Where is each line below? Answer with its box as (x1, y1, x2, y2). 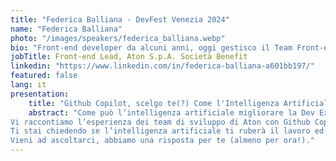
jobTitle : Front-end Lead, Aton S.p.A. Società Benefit (10, 52, 248, 62)
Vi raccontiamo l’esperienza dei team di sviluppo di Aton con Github (10, 117, 311, 127)
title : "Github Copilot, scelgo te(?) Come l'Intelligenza (28, 98, 280, 108)
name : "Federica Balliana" (10, 24, 123, 34)
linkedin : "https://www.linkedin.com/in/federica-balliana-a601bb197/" (10, 61, 315, 71)
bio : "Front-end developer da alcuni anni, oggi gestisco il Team (10, 42, 293, 53)
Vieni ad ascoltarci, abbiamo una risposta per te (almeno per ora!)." (10, 136, 315, 146)
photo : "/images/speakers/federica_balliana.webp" (10, 33, 226, 43)
